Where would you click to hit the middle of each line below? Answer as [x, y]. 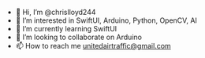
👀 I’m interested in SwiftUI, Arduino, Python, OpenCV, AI [106, 20]
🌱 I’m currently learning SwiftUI [66, 29]
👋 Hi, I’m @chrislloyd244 [56, 12]
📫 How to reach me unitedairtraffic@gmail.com [93, 46]
